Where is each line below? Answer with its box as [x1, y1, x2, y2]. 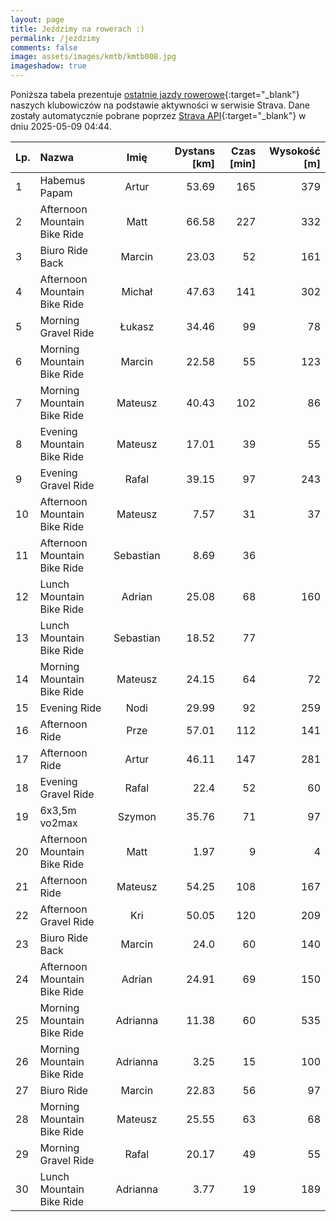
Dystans [174, 144, 216, 158]
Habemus [39, 174, 86, 187]
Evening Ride [39, 701, 102, 715]
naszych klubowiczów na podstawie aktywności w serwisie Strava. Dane [10, 99, 310, 111]
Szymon [117, 810, 157, 823]
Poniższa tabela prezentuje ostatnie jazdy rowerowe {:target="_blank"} [10, 89, 300, 100]
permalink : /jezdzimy [10, 33, 101, 43]
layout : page [10, 14, 65, 25]
